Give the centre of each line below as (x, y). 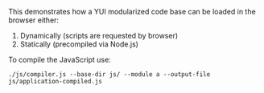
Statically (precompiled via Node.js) (79, 44)
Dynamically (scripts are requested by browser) (99, 36)
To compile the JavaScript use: (60, 60)
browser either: (33, 20)
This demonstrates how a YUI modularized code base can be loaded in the (132, 12)
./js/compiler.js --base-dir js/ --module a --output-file (109, 75)
